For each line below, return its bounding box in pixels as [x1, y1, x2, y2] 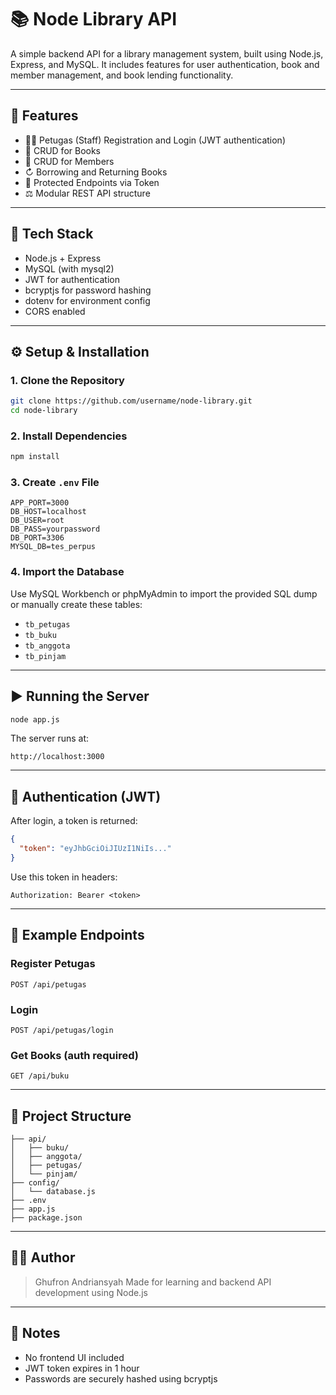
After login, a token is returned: [10, 815, 138, 827]
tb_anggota [24, 641, 71, 651]
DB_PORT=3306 [10, 533, 65, 543]
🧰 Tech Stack [10, 226, 94, 243]
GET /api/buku [10, 1071, 70, 1081]
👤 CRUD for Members [24, 155, 115, 167]
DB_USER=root [10, 516, 65, 526]
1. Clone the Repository [10, 373, 125, 387]
